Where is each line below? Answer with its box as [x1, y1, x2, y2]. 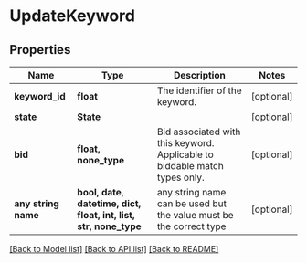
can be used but [156, 197, 227, 210]
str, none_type [77, 220, 142, 233]
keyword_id [14, 90, 66, 102]
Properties [9, 42, 71, 58]
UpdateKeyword [9, 5, 135, 26]
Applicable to [156, 148, 215, 161]
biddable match [156, 160, 224, 172]
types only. [156, 171, 206, 184]
